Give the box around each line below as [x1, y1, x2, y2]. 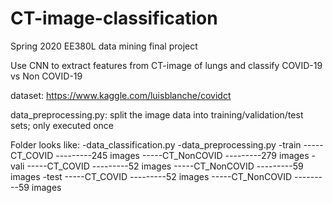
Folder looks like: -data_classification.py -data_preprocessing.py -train [10, 138, 302, 151]
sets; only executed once [10, 119, 115, 131]
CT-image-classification [10, 7, 218, 30]
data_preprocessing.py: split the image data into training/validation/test [10, 108, 304, 121]
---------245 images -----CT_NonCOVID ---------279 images [55, 149, 310, 161]
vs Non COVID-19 [10, 70, 83, 82]
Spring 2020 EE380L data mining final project [10, 40, 198, 52]
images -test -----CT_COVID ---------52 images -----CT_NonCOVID [10, 170, 293, 182]
